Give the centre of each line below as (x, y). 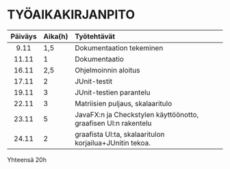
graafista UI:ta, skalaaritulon (120, 134)
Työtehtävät (95, 36)
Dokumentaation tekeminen (119, 48)
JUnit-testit (94, 81)
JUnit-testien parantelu (113, 92)
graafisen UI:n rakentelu (113, 123)
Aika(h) (56, 36)
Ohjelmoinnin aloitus (107, 70)
